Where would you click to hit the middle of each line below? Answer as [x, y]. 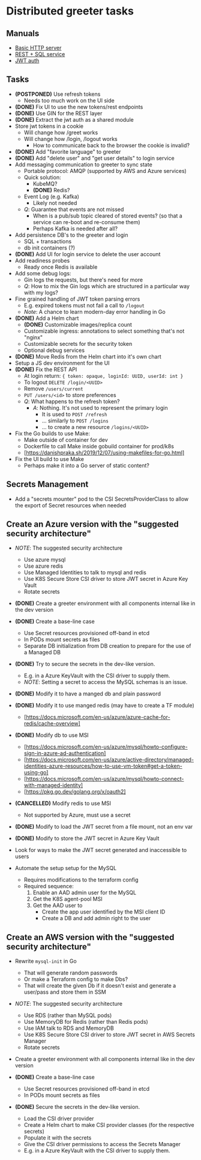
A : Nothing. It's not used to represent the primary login [100, 407]
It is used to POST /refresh [74, 414]
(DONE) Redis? [51, 190]
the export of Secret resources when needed [70, 505]
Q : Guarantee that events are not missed [74, 209]
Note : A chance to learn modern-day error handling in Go [95, 312]
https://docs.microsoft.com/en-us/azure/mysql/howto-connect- [105, 779]
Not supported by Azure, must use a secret [77, 815]
